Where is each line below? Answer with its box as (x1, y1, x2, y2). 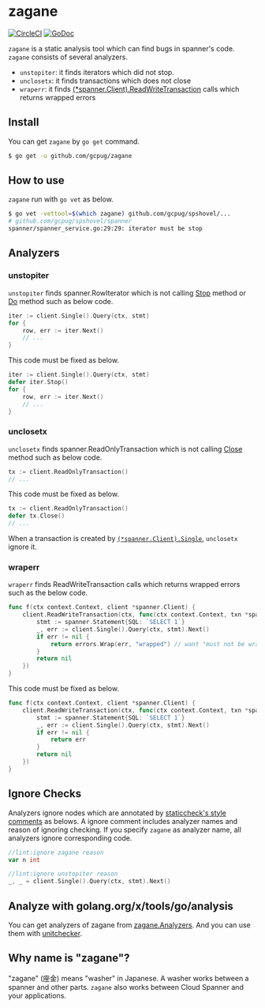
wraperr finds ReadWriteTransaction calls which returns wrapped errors (8, 580, 241, 589)
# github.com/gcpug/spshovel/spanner (8, 217, 132, 225)
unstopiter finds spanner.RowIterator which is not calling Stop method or (8, 288, 246, 298)
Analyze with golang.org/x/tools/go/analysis (8, 899, 234, 912)
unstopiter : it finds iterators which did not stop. (19, 67, 175, 77)
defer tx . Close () (8, 512, 65, 520)
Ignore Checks (8, 787, 82, 800)
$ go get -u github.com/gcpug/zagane (8, 152, 132, 160)
